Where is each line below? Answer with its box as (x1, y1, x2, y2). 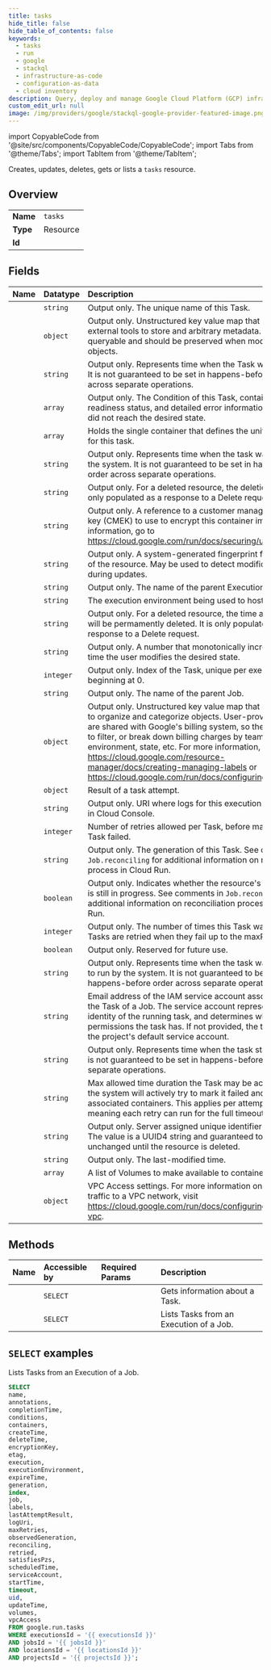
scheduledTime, (8, 1563, 60, 1571)
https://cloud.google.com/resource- (87, 751, 226, 762)
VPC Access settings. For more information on (87, 1180, 263, 1191)
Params (100, 1272, 131, 1283)
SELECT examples (8, 1346, 94, 1360)
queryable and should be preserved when (87, 335, 246, 346)
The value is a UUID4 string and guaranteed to (87, 1131, 264, 1142)
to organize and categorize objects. (87, 711, 222, 722)
